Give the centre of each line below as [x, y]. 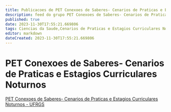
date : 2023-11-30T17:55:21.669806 [42, 24]
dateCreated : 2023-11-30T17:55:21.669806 [50, 39]
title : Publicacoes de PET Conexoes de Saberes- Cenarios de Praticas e [84, 10]
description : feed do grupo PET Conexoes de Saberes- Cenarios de [77, 15]
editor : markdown [24, 33]
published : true [22, 19]
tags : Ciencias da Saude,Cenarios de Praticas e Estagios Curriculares [83, 29]
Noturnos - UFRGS [25, 104]
